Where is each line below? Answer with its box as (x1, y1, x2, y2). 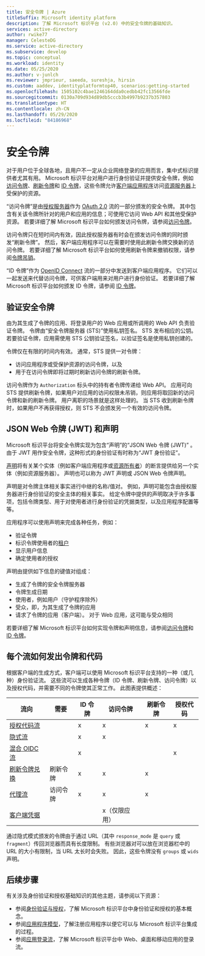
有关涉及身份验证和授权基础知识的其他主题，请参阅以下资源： (6, 892, 162, 900)
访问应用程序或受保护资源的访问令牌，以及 (15, 360, 123, 368)
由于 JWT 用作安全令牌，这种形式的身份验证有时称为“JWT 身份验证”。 (6, 449, 184, 456)
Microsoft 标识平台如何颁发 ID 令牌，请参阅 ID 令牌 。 (6, 282, 139, 289)
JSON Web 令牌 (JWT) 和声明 (6, 424, 119, 435)
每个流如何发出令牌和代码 (6, 651, 103, 662)
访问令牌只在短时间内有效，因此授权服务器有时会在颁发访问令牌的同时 (6, 231, 183, 239)
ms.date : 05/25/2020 (6, 65, 59, 72)
